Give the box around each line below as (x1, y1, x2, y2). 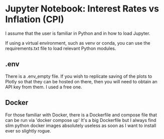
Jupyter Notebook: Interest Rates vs (5, 3, 159, 15)
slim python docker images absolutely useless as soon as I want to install (5, 122, 156, 128)
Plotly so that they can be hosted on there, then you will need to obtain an (5, 78, 158, 84)
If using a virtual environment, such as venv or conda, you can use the (5, 40, 150, 46)
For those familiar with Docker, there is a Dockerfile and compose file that (5, 111, 157, 118)
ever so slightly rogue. (5, 127, 51, 133)
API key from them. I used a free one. (5, 84, 82, 90)
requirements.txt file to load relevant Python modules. (5, 45, 116, 51)
